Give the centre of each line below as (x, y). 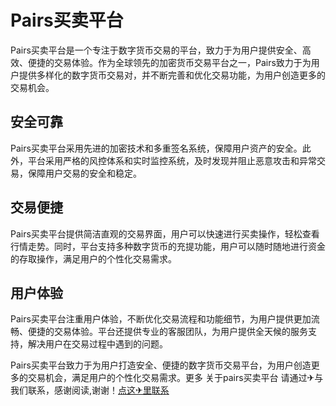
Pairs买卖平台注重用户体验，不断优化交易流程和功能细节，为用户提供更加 (161, 319)
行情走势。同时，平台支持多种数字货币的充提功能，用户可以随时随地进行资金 (168, 246)
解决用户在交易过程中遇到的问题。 (97, 344)
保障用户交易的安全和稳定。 (84, 173)
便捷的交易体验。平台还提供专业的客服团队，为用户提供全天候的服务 (167, 332)
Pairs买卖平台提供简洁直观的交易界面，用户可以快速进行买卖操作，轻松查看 (165, 233)
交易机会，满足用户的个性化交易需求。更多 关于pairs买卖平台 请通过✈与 (175, 378)
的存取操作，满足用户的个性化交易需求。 (93, 258)
